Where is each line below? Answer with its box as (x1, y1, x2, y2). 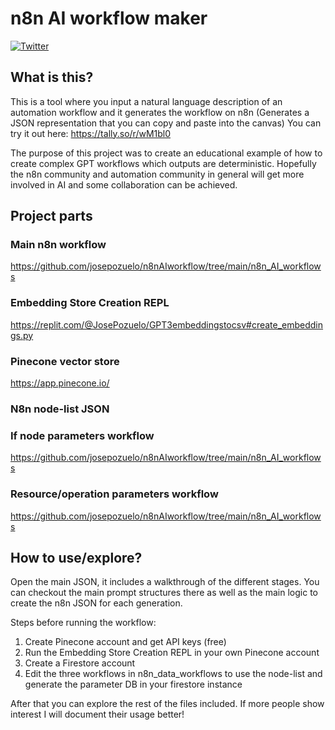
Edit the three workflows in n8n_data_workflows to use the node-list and (24, 668, 323, 680)
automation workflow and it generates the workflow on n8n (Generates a (10, 106, 310, 118)
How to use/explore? (10, 549, 143, 566)
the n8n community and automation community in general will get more (10, 168, 305, 180)
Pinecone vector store (10, 354, 120, 368)
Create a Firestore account (24, 657, 136, 669)
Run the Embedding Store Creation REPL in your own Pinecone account (24, 647, 320, 659)
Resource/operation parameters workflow (10, 487, 219, 501)
